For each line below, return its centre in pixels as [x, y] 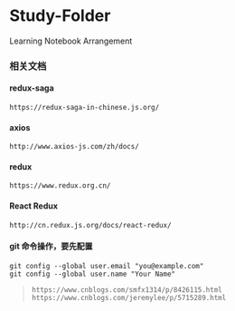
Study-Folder [60, 16]
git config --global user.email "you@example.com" [107, 266]
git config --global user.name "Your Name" [93, 274]
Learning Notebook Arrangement [71, 41]
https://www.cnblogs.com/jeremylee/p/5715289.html [129, 297]
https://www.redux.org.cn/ [60, 186]
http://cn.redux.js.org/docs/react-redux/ [90, 225]
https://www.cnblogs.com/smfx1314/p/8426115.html [127, 290]
